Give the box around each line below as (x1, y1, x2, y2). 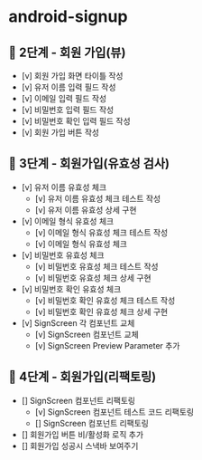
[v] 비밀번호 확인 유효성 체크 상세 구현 (34, 306, 169, 317)
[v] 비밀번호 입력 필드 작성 (21, 104, 115, 115)
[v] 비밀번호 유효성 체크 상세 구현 (34, 272, 151, 283)
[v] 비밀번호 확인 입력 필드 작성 (21, 116, 132, 126)
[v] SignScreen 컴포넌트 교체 (34, 329, 139, 340)
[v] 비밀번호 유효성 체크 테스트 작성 (34, 261, 159, 272)
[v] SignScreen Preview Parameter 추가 (34, 340, 180, 350)
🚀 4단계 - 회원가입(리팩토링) (8, 369, 157, 385)
